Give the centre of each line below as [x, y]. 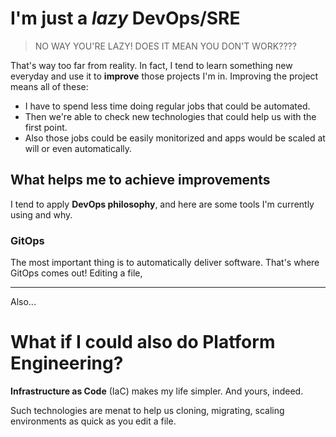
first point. [46, 127]
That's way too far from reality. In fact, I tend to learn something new [151, 65]
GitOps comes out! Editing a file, [76, 273]
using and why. [41, 214]
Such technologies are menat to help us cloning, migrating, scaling [147, 410]
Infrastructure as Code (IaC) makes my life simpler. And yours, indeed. [157, 391]
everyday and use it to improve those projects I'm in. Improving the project [164, 76]
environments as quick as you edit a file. [93, 421]
